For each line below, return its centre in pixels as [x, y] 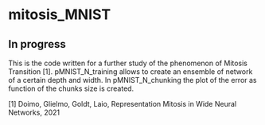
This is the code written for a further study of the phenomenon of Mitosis [128, 63]
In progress [37, 44]
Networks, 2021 [34, 112]
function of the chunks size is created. [71, 88]
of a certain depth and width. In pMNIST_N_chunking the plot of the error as [132, 80]
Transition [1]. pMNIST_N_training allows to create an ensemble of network [131, 72]
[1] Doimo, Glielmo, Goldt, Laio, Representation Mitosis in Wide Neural [123, 104]
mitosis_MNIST [60, 15]
